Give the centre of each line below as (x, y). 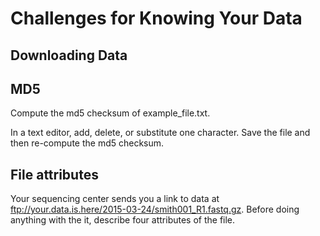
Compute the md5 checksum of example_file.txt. (110, 113)
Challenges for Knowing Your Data (156, 18)
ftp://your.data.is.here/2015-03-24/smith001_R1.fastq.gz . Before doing (155, 209)
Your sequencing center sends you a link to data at (115, 199)
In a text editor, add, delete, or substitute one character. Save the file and (160, 133)
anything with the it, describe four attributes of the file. (123, 220)
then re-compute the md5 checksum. (87, 143)
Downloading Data (69, 55)
